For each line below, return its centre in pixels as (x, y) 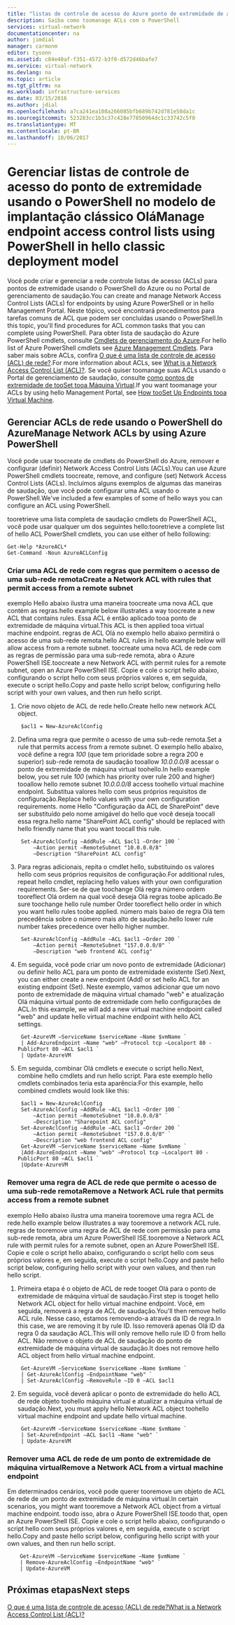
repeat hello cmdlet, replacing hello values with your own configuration (120, 882)
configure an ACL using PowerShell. (59, 506)
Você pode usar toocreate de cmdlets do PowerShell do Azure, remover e (113, 461)
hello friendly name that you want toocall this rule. (90, 829)
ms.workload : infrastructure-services (64, 92)
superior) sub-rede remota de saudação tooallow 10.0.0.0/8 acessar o (118, 762)
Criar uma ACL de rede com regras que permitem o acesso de (114, 570)
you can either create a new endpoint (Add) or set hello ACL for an (113, 980)
